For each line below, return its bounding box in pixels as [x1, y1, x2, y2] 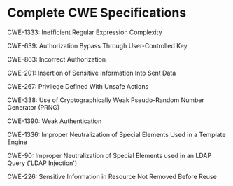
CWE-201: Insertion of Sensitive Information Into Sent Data [7, 69, 176, 77]
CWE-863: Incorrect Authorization [7, 55, 106, 64]
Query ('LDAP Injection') [7, 159, 78, 167]
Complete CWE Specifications [7, 5, 187, 21]
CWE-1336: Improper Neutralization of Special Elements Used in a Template [7, 130, 226, 138]
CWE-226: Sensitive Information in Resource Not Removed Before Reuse [7, 172, 217, 180]
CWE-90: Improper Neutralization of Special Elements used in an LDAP [7, 151, 212, 159]
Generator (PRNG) [7, 103, 60, 111]
